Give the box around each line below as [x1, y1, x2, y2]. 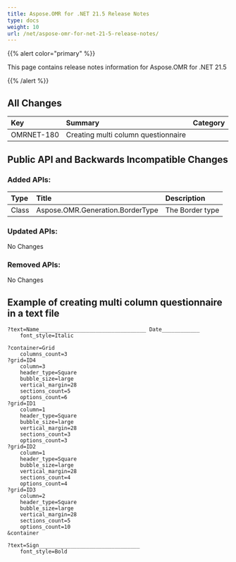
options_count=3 [20, 437, 68, 444]
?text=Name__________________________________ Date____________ [7, 326, 200, 334]
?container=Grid [7, 345, 55, 352]
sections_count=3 [20, 431, 71, 438]
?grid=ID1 [7, 400, 37, 408]
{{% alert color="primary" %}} [7, 49, 96, 58]
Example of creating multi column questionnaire [7, 296, 223, 308]
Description [165, 193, 206, 203]
